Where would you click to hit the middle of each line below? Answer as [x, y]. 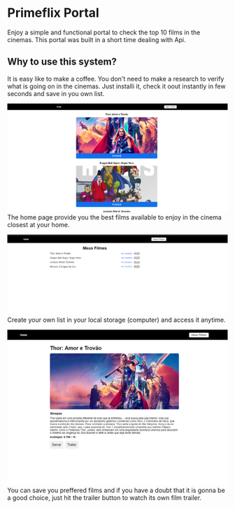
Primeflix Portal [53, 13]
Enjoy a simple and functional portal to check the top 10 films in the [104, 32]
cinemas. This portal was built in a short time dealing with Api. [97, 39]
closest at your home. [38, 224]
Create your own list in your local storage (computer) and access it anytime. [116, 320]
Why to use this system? [62, 62]
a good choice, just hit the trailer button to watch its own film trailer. [104, 497]
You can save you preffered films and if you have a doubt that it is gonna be [116, 490]
